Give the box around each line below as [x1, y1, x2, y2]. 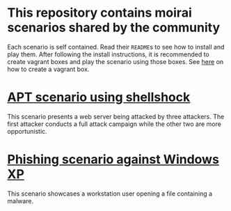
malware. [7, 196, 34, 205]
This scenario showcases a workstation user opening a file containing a [7, 189, 213, 198]
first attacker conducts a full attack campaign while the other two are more [7, 120, 221, 128]
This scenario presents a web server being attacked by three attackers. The [7, 112, 225, 120]
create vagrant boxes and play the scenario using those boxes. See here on [7, 57, 224, 65]
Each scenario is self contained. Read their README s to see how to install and [7, 42, 225, 51]
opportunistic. [7, 127, 47, 135]
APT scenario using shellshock [7, 89, 191, 105]
